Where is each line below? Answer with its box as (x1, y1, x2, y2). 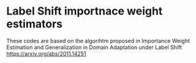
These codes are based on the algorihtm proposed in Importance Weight (6, 37, 190, 44)
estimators (6, 17, 63, 31)
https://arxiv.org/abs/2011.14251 (6, 50, 86, 57)
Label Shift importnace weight (6, 4, 163, 18)
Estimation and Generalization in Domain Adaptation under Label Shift (6, 44, 183, 51)
